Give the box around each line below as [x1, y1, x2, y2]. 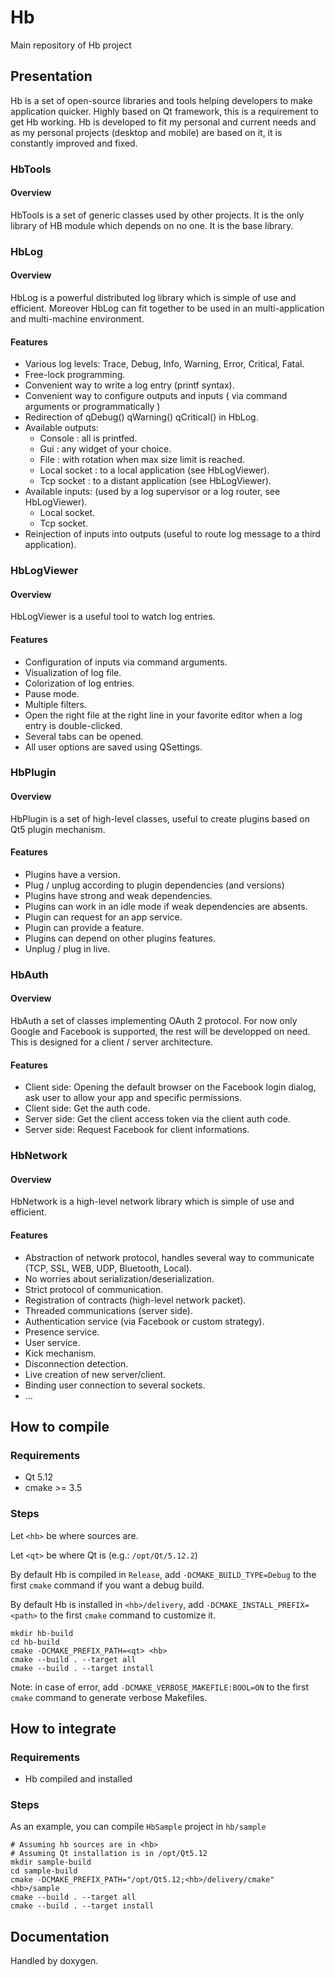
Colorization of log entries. [24, 677, 135, 689]
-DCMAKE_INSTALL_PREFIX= [206, 1600, 310, 1610]
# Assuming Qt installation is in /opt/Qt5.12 [10, 1849, 208, 1859]
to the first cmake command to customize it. [39, 1609, 217, 1621]
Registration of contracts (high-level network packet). [24, 1294, 247, 1306]
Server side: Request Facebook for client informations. [24, 1124, 250, 1136]
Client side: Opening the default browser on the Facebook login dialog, [24, 1081, 317, 1093]
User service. [24, 1336, 81, 1348]
